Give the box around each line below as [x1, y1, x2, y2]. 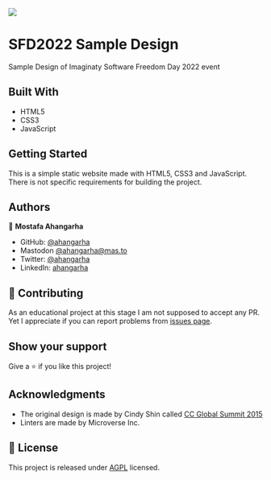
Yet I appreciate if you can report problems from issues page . [8, 317, 212, 326]
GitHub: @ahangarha [19, 238, 90, 247]
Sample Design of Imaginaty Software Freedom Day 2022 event [8, 61, 220, 72]
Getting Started [8, 147, 88, 161]
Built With [8, 85, 59, 99]
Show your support [8, 339, 107, 354]
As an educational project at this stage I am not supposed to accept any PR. [8, 308, 261, 317]
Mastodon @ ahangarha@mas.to [19, 246, 127, 255]
